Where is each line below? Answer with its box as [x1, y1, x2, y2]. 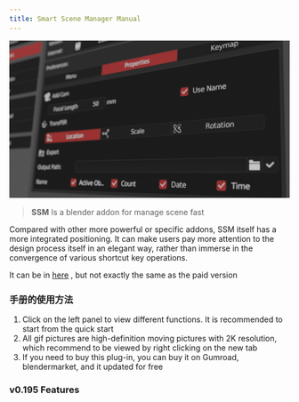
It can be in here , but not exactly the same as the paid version [9, 269, 238, 280]
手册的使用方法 [9, 293, 74, 306]
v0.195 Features [9, 383, 80, 396]
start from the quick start [21, 324, 114, 334]
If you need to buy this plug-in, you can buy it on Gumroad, [21, 352, 239, 363]
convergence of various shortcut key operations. [9, 253, 189, 263]
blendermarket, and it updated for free [21, 361, 163, 373]
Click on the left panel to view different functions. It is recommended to [21, 314, 283, 325]
